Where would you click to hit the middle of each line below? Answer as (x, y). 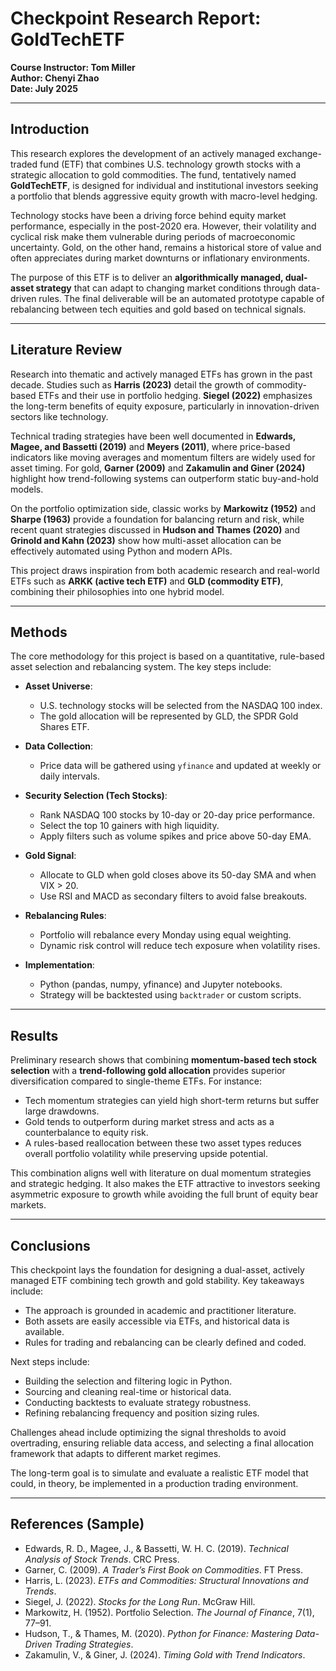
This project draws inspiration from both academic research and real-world (165, 570)
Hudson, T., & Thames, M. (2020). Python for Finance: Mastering (158, 1633)
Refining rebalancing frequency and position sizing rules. (142, 1413)
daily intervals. (69, 776)
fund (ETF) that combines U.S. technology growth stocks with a (170, 164)
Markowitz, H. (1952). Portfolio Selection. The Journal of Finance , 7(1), (169, 1612)
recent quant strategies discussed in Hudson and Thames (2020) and (155, 529)
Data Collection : (59, 746)
